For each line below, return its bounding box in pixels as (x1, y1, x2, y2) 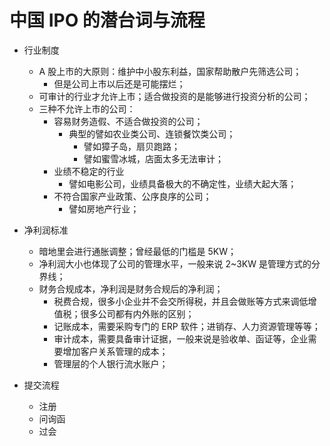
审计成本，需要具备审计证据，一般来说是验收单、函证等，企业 (53, 332, 309, 345)
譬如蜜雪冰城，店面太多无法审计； (83, 152, 224, 165)
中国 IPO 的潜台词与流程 (9, 9, 206, 32)
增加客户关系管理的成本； (62, 345, 169, 357)
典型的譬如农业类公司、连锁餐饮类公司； (68, 127, 236, 140)
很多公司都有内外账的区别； (80, 307, 195, 320)
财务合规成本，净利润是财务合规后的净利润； (38, 282, 224, 295)
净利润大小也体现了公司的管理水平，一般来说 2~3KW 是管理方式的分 (38, 257, 321, 270)
